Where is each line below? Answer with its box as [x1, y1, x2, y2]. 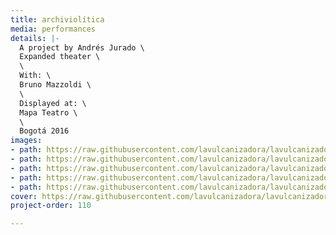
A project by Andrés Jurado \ [19, 42, 145, 53]
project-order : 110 [10, 201, 92, 211]
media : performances [10, 24, 97, 34]
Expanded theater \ [19, 52, 101, 62]
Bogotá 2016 [19, 126, 70, 136]
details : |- [10, 33, 60, 43]
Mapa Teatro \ [19, 107, 78, 118]
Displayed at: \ [19, 98, 87, 108]
